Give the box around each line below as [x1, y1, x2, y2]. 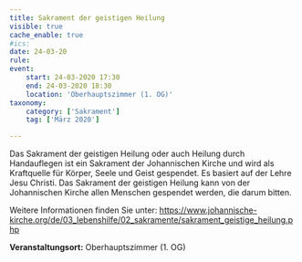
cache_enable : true [9, 30, 84, 39]
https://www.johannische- [159, 204, 257, 215]
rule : [9, 56, 30, 65]
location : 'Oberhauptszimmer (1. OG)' [26, 89, 173, 99]
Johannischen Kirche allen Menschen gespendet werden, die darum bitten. [9, 187, 292, 198]
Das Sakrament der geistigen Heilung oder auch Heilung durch [9, 148, 245, 160]
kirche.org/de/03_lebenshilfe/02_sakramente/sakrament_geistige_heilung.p [9, 215, 294, 225]
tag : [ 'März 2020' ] [26, 115, 100, 124]
